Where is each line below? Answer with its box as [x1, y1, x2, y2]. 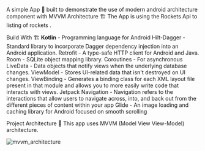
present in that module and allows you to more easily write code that [6, 82, 179, 89]
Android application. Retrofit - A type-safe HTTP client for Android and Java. [6, 49, 199, 56]
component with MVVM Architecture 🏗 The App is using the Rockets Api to [6, 13, 198, 20]
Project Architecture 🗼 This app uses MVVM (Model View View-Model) [6, 120, 185, 127]
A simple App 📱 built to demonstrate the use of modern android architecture [6, 6, 198, 13]
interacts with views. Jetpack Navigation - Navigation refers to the [6, 88, 173, 95]
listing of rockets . [6, 21, 52, 29]
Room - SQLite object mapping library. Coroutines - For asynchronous [6, 56, 183, 63]
